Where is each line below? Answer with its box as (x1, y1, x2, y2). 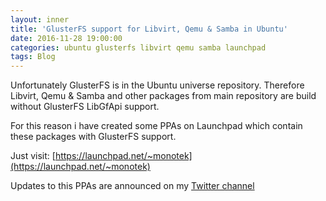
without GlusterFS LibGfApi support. (10, 101, 160, 113)
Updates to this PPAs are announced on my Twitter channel (10, 180, 255, 192)
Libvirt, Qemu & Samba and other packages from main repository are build (10, 90, 317, 102)
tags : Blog (10, 52, 56, 62)
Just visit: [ (10, 150, 56, 162)
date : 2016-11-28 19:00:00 (10, 33, 123, 43)
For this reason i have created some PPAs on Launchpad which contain (10, 120, 303, 132)
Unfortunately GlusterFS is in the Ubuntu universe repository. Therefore (10, 79, 305, 91)
